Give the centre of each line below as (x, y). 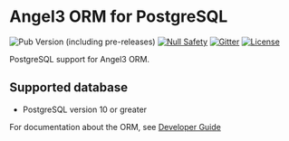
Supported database (69, 88)
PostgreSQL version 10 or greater (85, 109)
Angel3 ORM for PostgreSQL (119, 17)
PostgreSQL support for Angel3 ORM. (80, 59)
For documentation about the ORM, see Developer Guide (116, 127)
